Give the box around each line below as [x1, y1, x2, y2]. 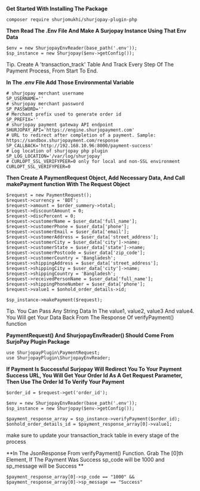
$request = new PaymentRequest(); [6, 192, 93, 198]
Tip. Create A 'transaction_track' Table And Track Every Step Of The [6, 61, 174, 68]
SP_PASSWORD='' [6, 106, 44, 112]
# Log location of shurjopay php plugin [6, 148, 109, 154]
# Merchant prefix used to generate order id [6, 111, 121, 117]
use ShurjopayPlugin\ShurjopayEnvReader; [6, 355, 111, 361]
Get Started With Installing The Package [6, 5, 108, 12]
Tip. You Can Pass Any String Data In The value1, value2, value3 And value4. [6, 308, 195, 314]
